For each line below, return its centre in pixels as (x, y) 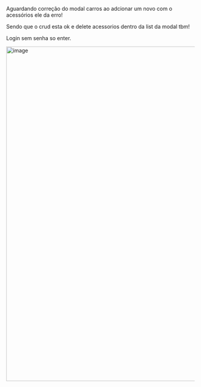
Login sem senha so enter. (39, 38)
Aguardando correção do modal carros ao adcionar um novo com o (89, 9)
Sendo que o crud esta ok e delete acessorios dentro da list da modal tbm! (98, 27)
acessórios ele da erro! (34, 15)
